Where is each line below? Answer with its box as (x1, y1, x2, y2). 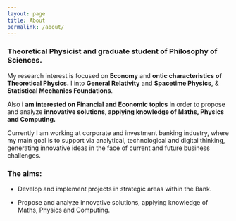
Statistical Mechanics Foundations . (7, 86, 113, 95)
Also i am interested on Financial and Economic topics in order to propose (7, 100, 225, 108)
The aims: (7, 168, 42, 178)
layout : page (7, 10, 46, 18)
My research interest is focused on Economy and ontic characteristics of (7, 71, 222, 80)
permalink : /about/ (7, 23, 65, 30)
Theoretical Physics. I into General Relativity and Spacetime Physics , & (7, 79, 220, 87)
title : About (7, 17, 46, 24)
